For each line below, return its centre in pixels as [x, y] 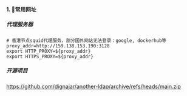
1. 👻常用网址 [21, 9]
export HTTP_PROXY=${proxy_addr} [49, 51]
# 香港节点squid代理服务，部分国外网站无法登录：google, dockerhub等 [87, 40]
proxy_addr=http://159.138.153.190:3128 [58, 46]
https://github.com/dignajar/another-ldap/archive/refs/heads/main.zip [93, 86]
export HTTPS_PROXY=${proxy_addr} [50, 57]
